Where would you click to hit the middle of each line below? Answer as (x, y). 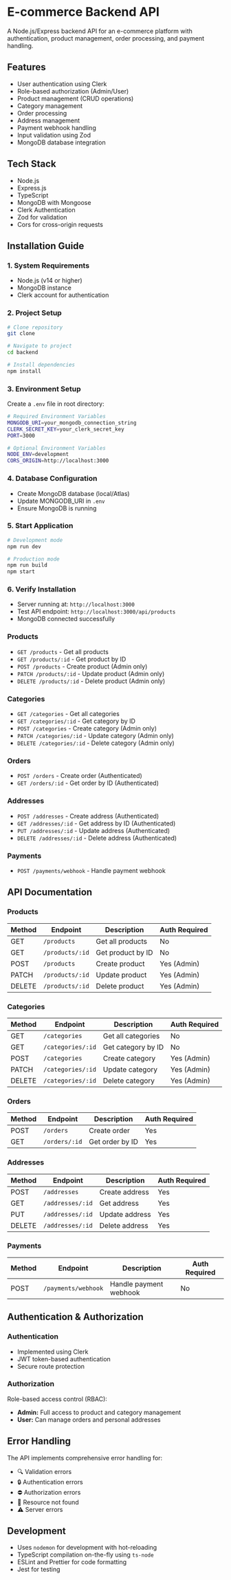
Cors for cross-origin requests (60, 224)
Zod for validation (42, 217)
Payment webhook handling (56, 127)
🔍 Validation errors (44, 1471)
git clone (21, 334)
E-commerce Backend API (84, 12)
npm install (24, 371)
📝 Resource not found (48, 1502)
